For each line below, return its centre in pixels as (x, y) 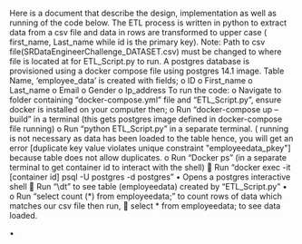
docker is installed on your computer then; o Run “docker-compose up (141, 109)
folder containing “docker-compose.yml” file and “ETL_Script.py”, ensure (146, 100)
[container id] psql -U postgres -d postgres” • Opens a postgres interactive (150, 177)
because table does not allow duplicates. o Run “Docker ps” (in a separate (148, 157)
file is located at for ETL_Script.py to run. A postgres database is (130, 61)
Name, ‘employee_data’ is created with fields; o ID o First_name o (132, 80)
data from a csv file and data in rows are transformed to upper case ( (138, 32)
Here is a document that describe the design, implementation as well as (143, 13)
